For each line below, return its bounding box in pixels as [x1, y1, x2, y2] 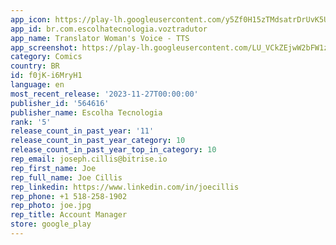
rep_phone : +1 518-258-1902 [10, 191, 128, 201]
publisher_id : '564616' [10, 98, 110, 108]
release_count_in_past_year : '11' [10, 126, 155, 136]
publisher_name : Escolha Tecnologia [10, 107, 163, 118]
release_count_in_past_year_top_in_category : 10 [10, 145, 217, 155]
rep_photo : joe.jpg [10, 201, 92, 211]
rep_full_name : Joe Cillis [10, 172, 123, 183]
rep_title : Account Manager [10, 210, 128, 220]
